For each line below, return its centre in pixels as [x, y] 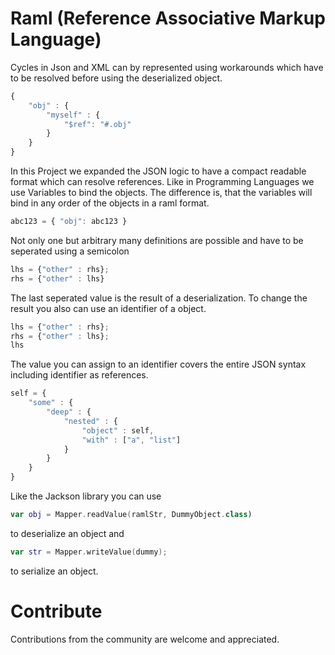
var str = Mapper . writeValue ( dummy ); [89, 552]
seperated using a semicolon [70, 251]
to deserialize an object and [67, 533]
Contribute [56, 611]
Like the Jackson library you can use [86, 496]
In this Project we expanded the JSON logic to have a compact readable [158, 171]
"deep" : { [69, 412]
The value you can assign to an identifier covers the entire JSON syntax [158, 364]
